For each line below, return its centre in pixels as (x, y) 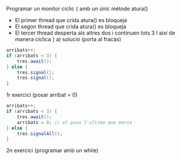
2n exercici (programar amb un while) (52, 150)
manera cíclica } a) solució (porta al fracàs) (68, 39)
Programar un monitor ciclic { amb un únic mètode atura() (77, 9)
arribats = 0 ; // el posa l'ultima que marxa (75, 122)
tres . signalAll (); (40, 134)
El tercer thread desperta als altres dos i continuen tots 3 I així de (95, 33)
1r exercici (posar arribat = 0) (42, 95)
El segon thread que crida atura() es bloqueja (70, 27)
